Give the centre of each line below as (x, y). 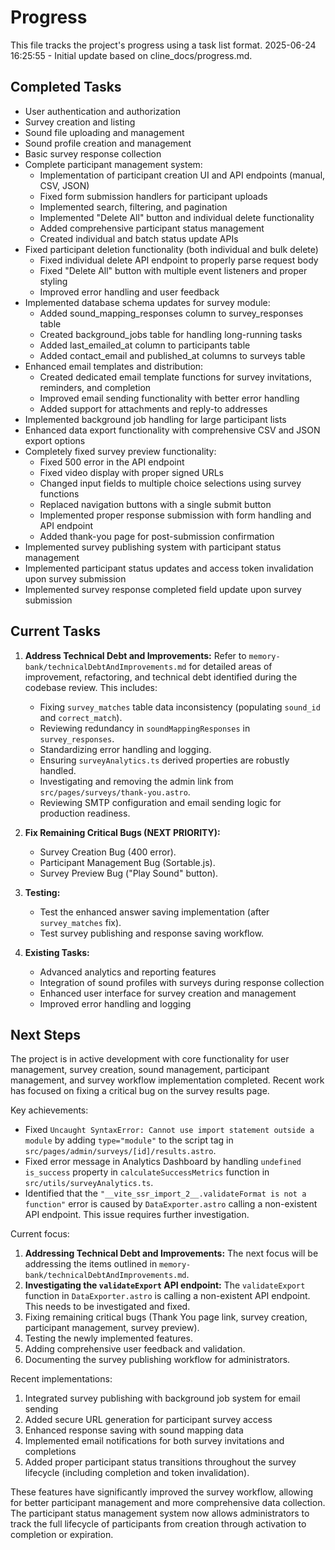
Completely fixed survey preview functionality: (120, 451)
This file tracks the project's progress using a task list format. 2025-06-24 (163, 45)
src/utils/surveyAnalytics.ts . (89, 1183)
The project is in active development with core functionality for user (150, 1059)
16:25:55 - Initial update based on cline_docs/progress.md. (131, 55)
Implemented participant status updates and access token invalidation (169, 568)
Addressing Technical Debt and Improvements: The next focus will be (171, 1253)
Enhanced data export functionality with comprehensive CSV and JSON (172, 430)
